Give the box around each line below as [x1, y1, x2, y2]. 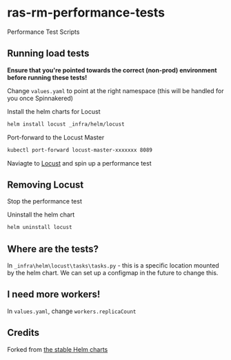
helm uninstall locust [7, 224, 72, 231]
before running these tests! [7, 73, 88, 81]
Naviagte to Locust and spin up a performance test [7, 159, 152, 167]
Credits [7, 327, 40, 339]
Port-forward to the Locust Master [7, 133, 105, 141]
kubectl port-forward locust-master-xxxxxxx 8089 [7, 146, 153, 153]
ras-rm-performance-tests [7, 5, 165, 21]
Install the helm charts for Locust [7, 107, 101, 115]
